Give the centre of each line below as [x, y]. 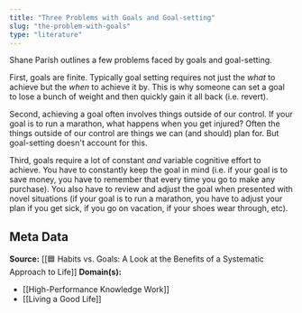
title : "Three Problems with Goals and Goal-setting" [113, 18]
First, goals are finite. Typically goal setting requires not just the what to [142, 78]
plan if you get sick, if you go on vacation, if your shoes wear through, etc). [149, 208]
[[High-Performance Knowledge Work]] [96, 290]
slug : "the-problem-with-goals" [70, 26]
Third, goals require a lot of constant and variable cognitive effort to [135, 161]
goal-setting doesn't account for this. [78, 143]
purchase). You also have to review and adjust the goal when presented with [151, 189]
